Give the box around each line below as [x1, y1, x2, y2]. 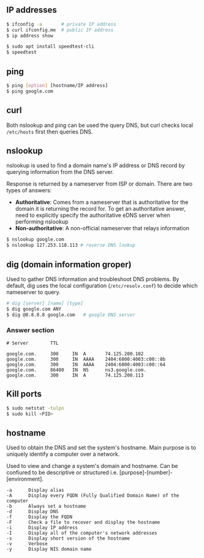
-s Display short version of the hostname [6, 535, 130, 541]
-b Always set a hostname [6, 503, 86, 510]
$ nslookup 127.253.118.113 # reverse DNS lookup [6, 242, 136, 249]
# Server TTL [6, 340, 59, 346]
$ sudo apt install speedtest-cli [6, 43, 95, 50]
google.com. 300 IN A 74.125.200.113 [6, 372, 144, 379]
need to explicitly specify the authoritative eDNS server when [15, 211, 170, 219]
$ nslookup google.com [6, 236, 64, 243]
